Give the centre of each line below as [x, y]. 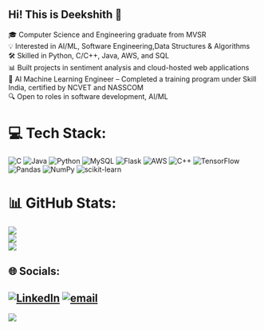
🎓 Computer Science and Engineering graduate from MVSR [107, 34]
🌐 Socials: [34, 271]
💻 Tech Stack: [57, 133]
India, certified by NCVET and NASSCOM [76, 87]
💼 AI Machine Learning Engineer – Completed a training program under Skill [132, 79]
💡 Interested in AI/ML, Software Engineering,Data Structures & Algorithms [129, 46]
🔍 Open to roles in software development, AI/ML [89, 96]
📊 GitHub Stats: [63, 203]
